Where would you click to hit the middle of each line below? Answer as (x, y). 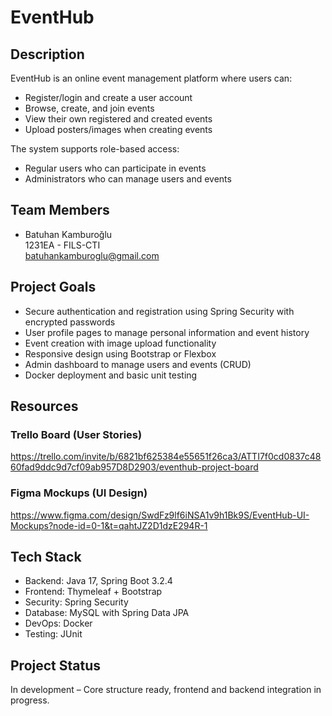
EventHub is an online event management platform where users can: (151, 78)
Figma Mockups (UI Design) (79, 493)
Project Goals (53, 287)
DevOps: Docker (58, 623)
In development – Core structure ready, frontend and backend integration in (166, 690)
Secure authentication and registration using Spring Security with (159, 311)
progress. (30, 700)
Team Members (60, 210)
